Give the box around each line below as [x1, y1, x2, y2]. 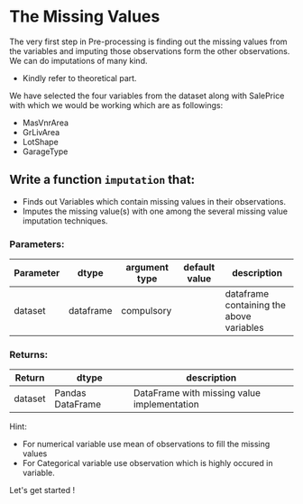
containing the [225, 299, 287, 312]
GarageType [22, 146, 69, 157]
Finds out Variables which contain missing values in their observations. [22, 196, 287, 206]
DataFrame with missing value [133, 387, 262, 399]
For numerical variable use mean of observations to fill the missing [22, 439, 271, 450]
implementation [133, 399, 200, 411]
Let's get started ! [9, 485, 75, 496]
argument [125, 261, 169, 274]
